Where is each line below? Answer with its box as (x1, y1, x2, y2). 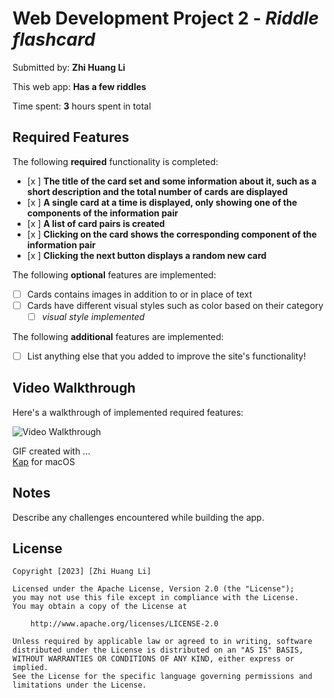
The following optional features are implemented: (12, 268, 217, 281)
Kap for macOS (12, 455, 75, 467)
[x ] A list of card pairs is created (26, 217, 165, 229)
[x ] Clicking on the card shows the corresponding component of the (26, 228, 317, 240)
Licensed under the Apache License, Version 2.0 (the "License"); (12, 584, 295, 594)
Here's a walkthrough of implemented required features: (12, 406, 244, 418)
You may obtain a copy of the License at (12, 602, 188, 612)
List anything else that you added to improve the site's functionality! (26, 350, 307, 362)
